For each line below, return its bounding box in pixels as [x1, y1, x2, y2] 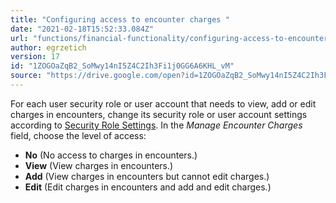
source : [10, 71, 43, 81]
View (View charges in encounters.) [24, 159, 174, 171]
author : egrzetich [10, 42, 87, 53]
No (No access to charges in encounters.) [24, 149, 198, 161]
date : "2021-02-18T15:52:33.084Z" [10, 24, 155, 34]
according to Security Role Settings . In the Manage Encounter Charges [10, 119, 303, 131]
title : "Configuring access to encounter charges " [10, 14, 230, 25]
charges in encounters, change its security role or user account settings [10, 108, 308, 120]
